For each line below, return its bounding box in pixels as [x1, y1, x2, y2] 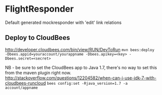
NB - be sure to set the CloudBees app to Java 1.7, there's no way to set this [5, 64, 157, 70]
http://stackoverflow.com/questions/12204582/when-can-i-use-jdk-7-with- [5, 75, 157, 81]
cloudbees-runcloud [5, 80, 46, 86]
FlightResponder [5, 3, 74, 15]
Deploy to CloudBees [5, 34, 71, 42]
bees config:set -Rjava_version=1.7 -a [47, 81, 128, 86]
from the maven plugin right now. [5, 70, 72, 76]
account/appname [5, 85, 38, 90]
